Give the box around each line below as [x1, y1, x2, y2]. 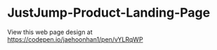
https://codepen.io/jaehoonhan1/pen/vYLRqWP [7, 35, 143, 43]
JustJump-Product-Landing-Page [7, 5, 211, 21]
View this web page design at [7, 28, 93, 36]
